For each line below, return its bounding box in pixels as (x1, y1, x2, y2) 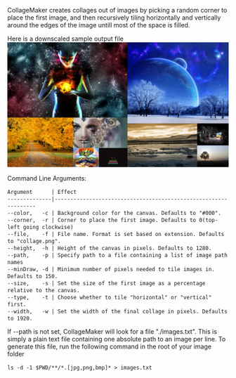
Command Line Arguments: (7, 174, 86, 182)
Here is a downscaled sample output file (7, 34, 124, 43)
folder (7, 349, 25, 358)
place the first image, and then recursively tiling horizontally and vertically (7, 13, 221, 22)
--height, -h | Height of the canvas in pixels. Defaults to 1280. (7, 245, 212, 252)
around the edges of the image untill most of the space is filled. (7, 21, 190, 29)
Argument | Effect (7, 188, 77, 195)
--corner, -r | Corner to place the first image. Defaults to (7, 216, 197, 223)
